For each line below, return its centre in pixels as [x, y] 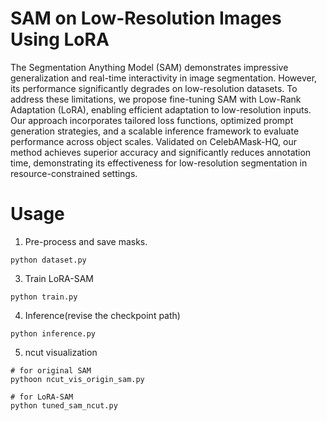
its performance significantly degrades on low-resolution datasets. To [154, 88]
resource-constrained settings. [74, 173]
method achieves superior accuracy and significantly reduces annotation [161, 152]
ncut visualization [61, 352]
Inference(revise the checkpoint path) [102, 315]
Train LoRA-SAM [59, 278]
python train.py [44, 297]
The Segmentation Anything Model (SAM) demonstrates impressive [149, 67]
